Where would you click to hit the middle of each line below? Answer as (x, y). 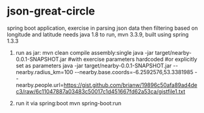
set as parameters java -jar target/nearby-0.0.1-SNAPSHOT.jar (94, 66)
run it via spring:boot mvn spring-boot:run (69, 103)
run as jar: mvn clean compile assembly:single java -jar (85, 52)
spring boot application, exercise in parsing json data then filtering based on (103, 28)
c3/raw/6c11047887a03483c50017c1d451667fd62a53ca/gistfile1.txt (100, 91)
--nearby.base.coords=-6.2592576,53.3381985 (134, 72)
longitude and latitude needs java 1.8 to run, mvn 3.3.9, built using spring (98, 34)
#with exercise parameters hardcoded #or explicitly (132, 59)
